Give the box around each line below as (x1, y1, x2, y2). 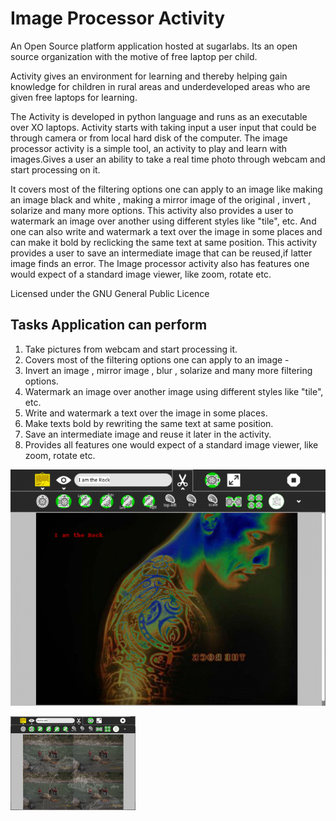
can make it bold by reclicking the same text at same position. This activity (10, 236, 318, 248)
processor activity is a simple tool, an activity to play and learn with (10, 142, 288, 154)
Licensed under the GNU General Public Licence (10, 287, 210, 299)
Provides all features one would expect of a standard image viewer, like (24, 438, 319, 451)
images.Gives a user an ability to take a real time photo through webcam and (10, 153, 326, 165)
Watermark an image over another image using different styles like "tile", (24, 385, 324, 397)
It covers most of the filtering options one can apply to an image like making (10, 183, 323, 195)
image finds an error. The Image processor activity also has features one (10, 257, 310, 269)
